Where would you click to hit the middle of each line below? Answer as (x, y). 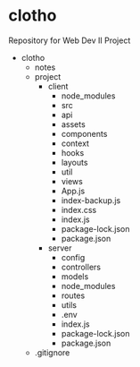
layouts (74, 162)
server (60, 248)
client (58, 86)
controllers (81, 267)
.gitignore (52, 352)
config (73, 257)
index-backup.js (91, 200)
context (75, 143)
